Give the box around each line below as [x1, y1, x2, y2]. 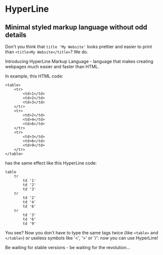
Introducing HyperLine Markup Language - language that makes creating [5, 58, 154, 64]
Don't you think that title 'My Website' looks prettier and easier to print [5, 44, 152, 50]
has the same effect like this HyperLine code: [5, 160, 97, 166]
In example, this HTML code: [5, 73, 64, 79]
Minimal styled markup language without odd [5, 23, 148, 31]
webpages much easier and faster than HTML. [5, 64, 99, 69]
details [5, 30, 27, 39]
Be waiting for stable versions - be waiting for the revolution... [5, 245, 130, 250]
